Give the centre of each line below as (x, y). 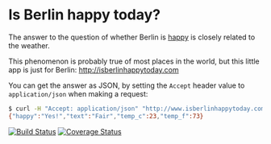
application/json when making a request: (78, 93)
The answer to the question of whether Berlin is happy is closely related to (132, 37)
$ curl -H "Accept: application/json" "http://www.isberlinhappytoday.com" (138, 109)
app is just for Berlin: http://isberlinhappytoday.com (94, 69)
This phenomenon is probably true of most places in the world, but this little (134, 61)
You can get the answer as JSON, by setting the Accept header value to (127, 85)
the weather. (29, 45)
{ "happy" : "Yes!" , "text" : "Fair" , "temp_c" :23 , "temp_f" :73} (106, 116)
